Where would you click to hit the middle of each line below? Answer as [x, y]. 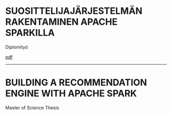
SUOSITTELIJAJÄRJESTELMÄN [74, 11]
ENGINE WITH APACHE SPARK [71, 94]
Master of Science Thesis [32, 107]
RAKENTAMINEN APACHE [61, 22]
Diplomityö [17, 47]
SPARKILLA [30, 33]
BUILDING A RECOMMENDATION [76, 83]
